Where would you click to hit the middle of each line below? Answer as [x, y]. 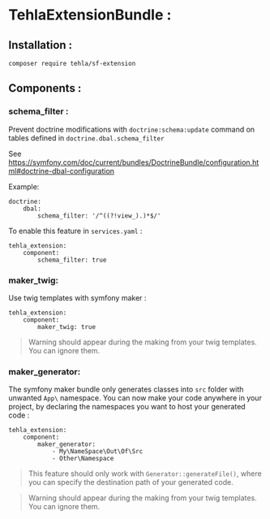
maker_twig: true [66, 327]
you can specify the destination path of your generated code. [131, 482]
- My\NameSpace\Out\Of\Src [97, 452]
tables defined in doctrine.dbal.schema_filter [86, 138]
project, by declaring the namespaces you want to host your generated [127, 407]
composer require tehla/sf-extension [72, 63]
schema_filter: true [72, 260]
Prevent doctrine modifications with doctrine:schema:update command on [132, 129]
